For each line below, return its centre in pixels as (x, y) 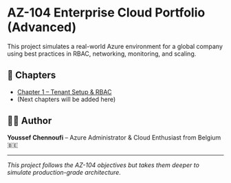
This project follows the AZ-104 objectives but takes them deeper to (103, 165)
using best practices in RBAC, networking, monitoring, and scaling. (102, 54)
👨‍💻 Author (30, 121)
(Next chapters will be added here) (66, 99)
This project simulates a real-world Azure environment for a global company (115, 46)
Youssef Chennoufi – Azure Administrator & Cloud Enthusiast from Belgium (114, 137)
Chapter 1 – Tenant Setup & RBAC (64, 91)
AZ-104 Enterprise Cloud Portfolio (106, 13)
